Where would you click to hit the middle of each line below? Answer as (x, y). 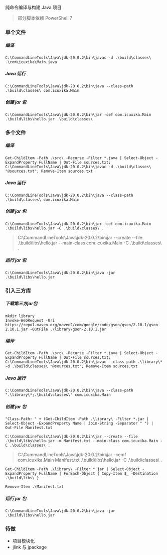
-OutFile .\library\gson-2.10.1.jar (68, 329)
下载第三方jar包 (21, 304)
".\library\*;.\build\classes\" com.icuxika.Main (58, 395)
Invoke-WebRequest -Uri (30, 320)
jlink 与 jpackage (30, 547)
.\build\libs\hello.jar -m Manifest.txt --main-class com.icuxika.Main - (84, 441)
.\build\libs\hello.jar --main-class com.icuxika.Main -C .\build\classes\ (90, 243)
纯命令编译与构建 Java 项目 (33, 7)
